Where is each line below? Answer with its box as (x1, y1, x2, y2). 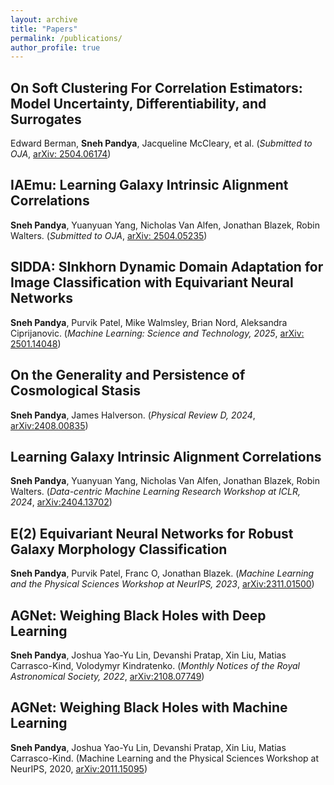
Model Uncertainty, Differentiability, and (10, 95, 267, 112)
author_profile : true (10, 42, 101, 53)
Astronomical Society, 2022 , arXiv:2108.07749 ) (10, 670, 205, 682)
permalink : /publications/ (10, 33, 123, 43)
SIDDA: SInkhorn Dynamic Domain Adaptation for (10, 259, 324, 276)
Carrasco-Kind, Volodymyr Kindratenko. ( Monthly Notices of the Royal (10, 659, 300, 671)
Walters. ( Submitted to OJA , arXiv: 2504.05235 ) (10, 229, 208, 241)
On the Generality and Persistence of (10, 367, 246, 384)
